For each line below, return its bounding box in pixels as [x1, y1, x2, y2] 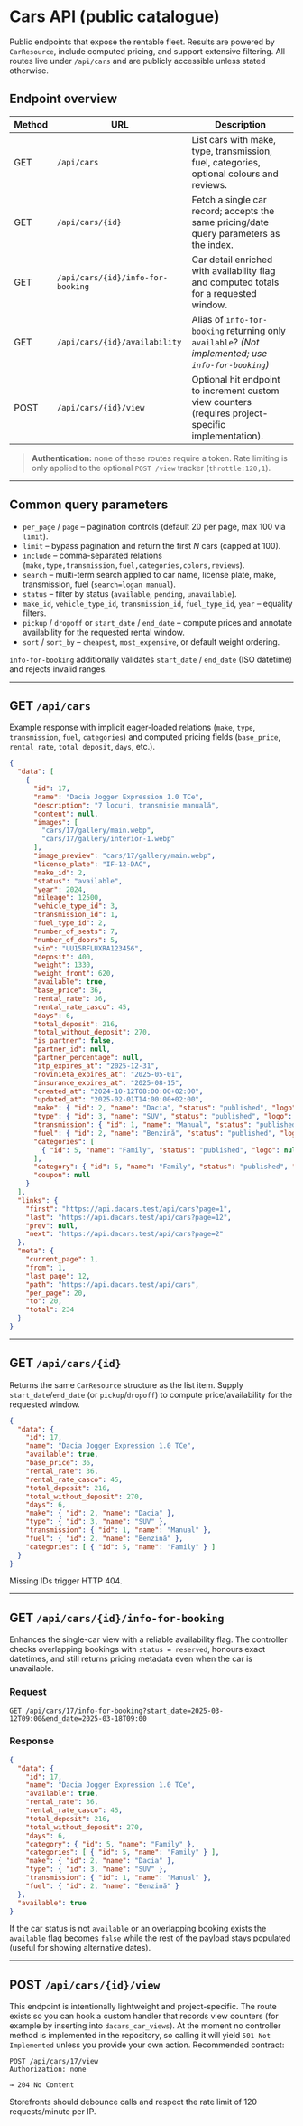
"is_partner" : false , [32, 1036, 115, 1045]
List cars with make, [191, 133, 277, 146]
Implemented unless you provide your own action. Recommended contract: [9, 2039, 285, 2050]
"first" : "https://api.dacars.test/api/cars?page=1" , [25, 1205, 232, 1214]
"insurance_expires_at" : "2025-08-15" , [32, 1078, 183, 1087]
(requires [191, 407, 231, 420]
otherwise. [9, 65, 50, 76]
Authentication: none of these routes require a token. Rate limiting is [31, 452, 289, 463]
